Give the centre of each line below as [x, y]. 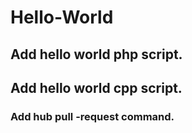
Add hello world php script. [96, 54]
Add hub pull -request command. [92, 116]
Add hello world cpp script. [96, 87]
